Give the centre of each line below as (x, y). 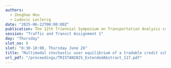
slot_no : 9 (17, 43)
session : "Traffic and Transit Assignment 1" (54, 34)
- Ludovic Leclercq (31, 19)
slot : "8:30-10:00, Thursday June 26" (46, 48)
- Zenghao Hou (25, 15)
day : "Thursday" (22, 39)
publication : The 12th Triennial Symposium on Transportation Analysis (83, 29)
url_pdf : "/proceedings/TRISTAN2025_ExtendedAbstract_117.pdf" (74, 58)
